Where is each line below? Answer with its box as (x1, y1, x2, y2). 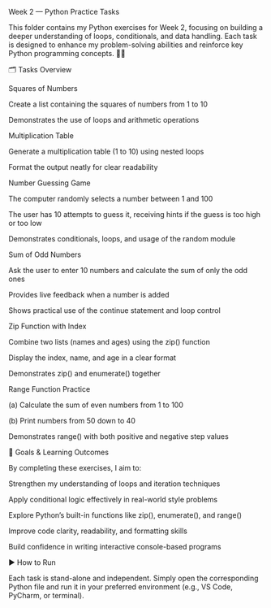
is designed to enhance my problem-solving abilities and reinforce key (8, 40, 243, 50)
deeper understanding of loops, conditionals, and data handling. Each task (8, 32, 258, 41)
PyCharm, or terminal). (8, 591, 84, 600)
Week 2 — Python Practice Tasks (8, 7, 120, 16)
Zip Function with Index (8, 321, 87, 331)
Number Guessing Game (8, 178, 91, 188)
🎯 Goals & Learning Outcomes (8, 447, 110, 457)
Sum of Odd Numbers (8, 250, 82, 259)
